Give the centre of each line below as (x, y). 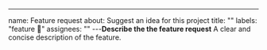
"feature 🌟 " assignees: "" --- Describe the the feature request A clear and (130, 29)
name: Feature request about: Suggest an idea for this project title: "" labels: (133, 20)
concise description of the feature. (65, 37)
